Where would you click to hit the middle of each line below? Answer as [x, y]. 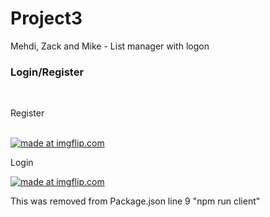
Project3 [46, 18]
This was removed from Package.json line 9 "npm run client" [135, 201]
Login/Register [47, 72]
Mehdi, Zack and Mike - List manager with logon [110, 46]
